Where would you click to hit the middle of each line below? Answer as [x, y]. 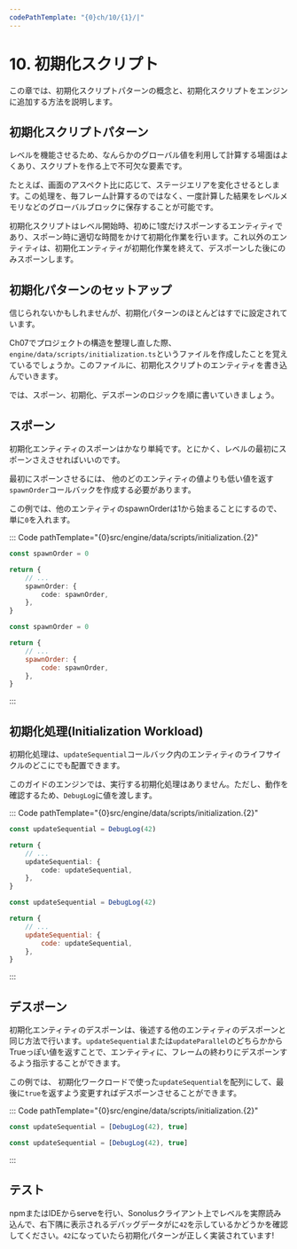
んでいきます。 [36, 376]
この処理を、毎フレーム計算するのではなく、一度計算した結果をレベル [152, 196]
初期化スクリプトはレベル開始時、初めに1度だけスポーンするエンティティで [146, 226]
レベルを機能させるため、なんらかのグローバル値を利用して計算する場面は [145, 155]
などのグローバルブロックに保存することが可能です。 [121, 207]
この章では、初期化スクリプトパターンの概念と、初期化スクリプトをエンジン [148, 90]
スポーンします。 [47, 259]
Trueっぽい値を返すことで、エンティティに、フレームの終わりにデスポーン [145, 1052]
